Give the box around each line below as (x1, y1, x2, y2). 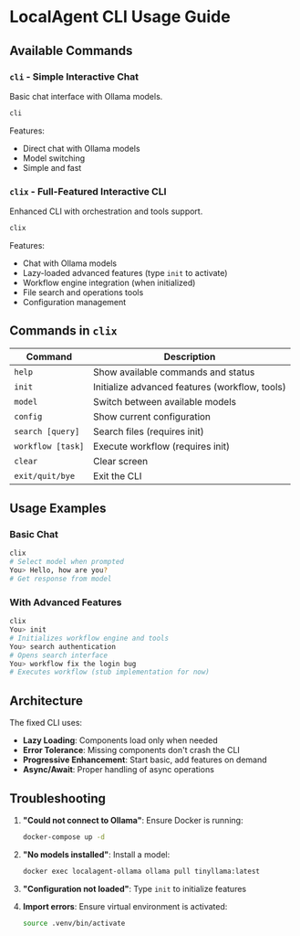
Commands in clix (9, 323, 118, 339)
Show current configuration (92, 409, 212, 422)
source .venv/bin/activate (22, 919, 126, 928)
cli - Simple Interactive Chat (9, 70, 140, 83)
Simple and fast (22, 162, 82, 173)
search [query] (14, 426, 80, 436)
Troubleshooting (9, 791, 107, 806)
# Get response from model (9, 574, 112, 584)
